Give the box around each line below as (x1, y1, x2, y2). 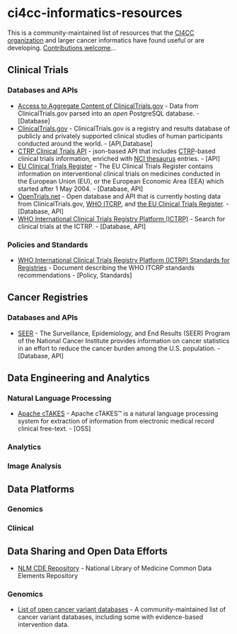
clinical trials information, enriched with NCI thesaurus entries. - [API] (17, 154, 221, 162)
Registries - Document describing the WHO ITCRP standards (17, 263, 195, 272)
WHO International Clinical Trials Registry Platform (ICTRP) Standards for (17, 255, 230, 264)
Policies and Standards (7, 240, 88, 250)
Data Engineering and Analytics (7, 372, 150, 384)
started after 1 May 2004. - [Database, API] (17, 184, 144, 193)
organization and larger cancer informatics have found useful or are (7, 35, 205, 44)
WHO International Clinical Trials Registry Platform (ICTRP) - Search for (17, 214, 226, 223)
